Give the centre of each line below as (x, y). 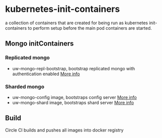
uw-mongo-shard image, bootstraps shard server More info (73, 102)
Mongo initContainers (40, 44)
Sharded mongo (25, 87)
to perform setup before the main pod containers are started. (90, 28)
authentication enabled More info (46, 74)
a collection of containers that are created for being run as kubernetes (77, 23)
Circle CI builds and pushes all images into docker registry (64, 130)
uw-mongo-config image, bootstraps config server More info (74, 97)
